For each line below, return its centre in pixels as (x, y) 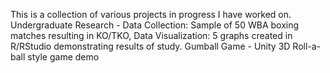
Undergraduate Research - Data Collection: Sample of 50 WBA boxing (155, 25)
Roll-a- (307, 46)
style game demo (63, 57)
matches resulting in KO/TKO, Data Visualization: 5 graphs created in (151, 35)
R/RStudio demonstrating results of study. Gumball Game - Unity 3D (150, 46)
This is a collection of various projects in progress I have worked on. (151, 14)
